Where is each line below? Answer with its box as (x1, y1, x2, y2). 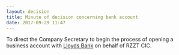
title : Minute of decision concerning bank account (6, 14, 138, 20)
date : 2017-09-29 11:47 (6, 20, 66, 25)
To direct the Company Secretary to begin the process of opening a (6, 36, 174, 43)
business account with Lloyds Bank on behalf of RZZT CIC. (6, 42, 152, 49)
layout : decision (6, 8, 50, 15)
